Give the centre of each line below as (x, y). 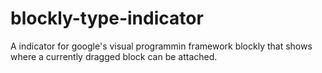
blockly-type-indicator (107, 18)
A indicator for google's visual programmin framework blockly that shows (161, 46)
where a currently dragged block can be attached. (114, 56)
